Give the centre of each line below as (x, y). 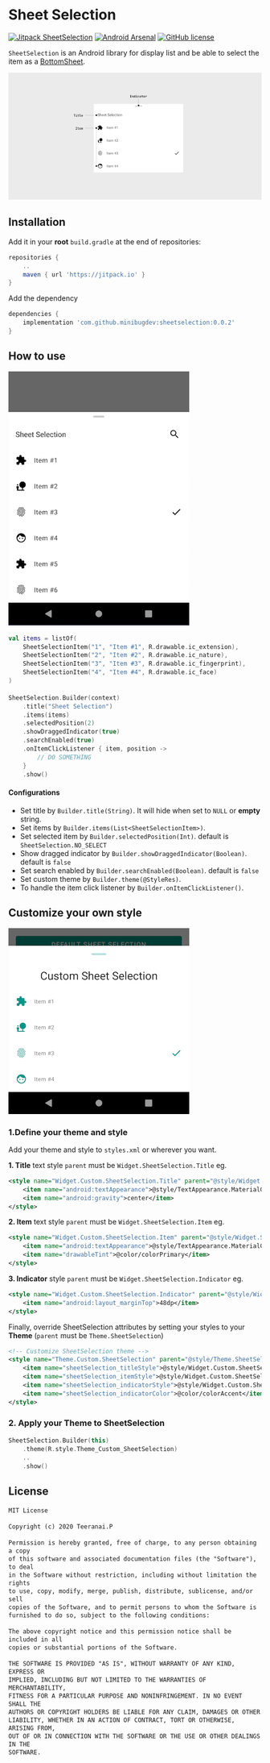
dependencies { (34, 314)
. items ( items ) (46, 715)
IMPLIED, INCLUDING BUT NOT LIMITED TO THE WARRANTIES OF (107, 1680)
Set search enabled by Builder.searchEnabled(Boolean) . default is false (139, 870)
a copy (19, 1551)
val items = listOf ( (43, 638)
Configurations (34, 792)
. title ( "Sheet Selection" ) (68, 706)
